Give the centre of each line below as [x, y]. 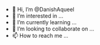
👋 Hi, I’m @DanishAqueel [43, 9]
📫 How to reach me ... [40, 36]
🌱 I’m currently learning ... [44, 22]
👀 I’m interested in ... [38, 16]
